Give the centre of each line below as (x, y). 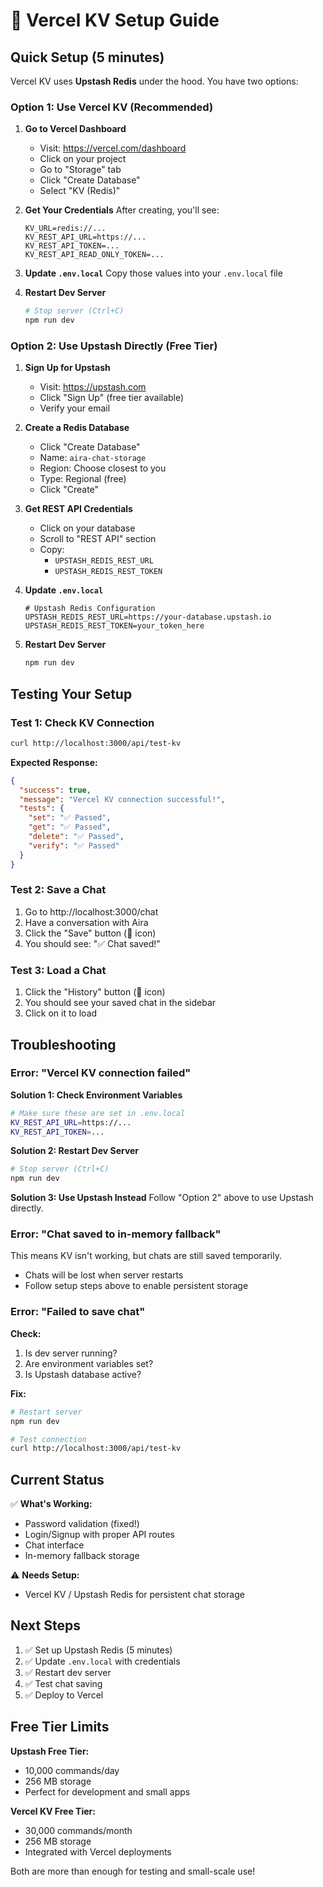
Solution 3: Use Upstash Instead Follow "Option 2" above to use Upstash (162, 1198)
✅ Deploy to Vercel (64, 1695)
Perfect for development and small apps (107, 1791)
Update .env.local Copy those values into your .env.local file (153, 273)
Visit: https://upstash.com (93, 387)
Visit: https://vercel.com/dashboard (113, 148)
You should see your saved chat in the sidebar (120, 1003)
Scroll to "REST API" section (98, 539)
